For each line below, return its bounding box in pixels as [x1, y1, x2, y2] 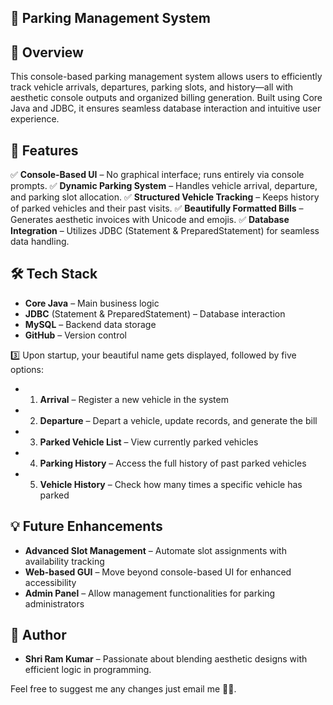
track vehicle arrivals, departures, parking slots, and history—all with [10, 81, 294, 93]
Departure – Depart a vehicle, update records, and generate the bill [39, 414, 318, 426]
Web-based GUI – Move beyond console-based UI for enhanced [24, 566, 292, 578]
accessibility [24, 576, 77, 588]
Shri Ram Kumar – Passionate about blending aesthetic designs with [24, 653, 308, 665]
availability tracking [24, 555, 105, 567]
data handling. [10, 236, 70, 248]
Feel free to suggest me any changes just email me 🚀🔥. [10, 683, 237, 695]
